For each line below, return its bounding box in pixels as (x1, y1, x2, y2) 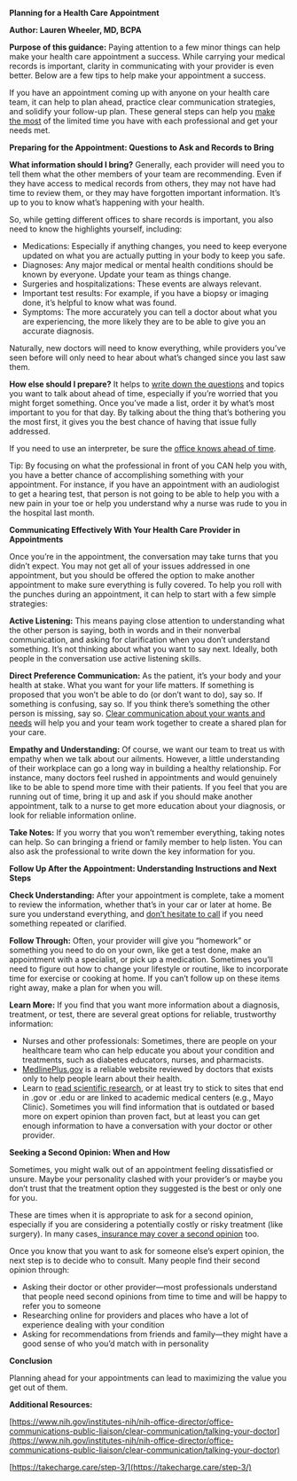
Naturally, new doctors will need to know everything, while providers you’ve (9, 343, 286, 353)
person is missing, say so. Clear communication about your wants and (9, 709, 266, 718)
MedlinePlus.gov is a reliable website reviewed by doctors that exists (21, 1064, 274, 1074)
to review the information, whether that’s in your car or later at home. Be (9, 899, 272, 910)
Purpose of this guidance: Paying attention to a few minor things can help (9, 42, 281, 52)
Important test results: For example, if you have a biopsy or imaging (21, 288, 269, 298)
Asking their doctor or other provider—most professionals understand (21, 1281, 277, 1292)
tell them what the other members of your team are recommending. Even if (9, 168, 282, 179)
